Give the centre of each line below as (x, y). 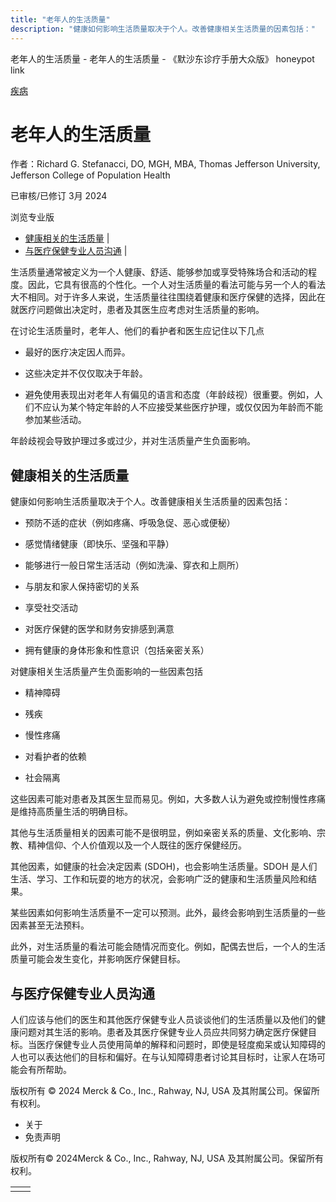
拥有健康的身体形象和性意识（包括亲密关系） (117, 650)
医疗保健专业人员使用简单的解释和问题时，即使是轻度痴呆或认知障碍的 (181, 1045)
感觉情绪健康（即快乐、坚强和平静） (99, 544)
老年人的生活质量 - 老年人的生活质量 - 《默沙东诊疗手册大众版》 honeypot (162, 58)
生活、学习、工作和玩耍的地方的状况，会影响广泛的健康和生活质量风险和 (159, 879)
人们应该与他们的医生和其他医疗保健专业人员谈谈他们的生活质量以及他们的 (163, 1020)
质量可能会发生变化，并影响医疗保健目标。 (98, 959)
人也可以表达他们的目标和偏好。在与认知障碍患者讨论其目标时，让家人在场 (163, 1057)
